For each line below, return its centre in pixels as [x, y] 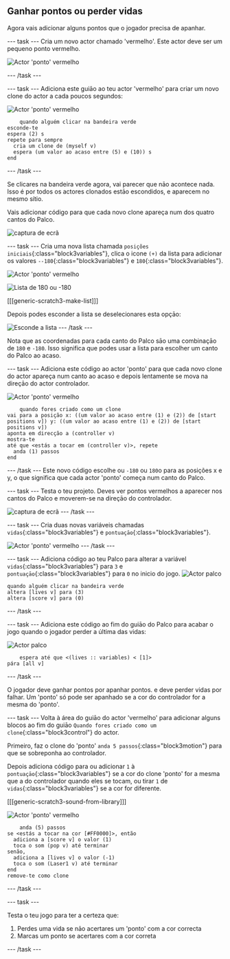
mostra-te [21, 439]
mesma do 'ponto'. [33, 704]
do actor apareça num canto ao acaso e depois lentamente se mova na [107, 376]
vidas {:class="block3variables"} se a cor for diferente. [84, 788]
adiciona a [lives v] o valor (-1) [64, 857]
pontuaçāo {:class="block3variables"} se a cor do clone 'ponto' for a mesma [114, 773]
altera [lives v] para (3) [46, 592]
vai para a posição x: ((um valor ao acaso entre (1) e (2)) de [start [112, 415]
